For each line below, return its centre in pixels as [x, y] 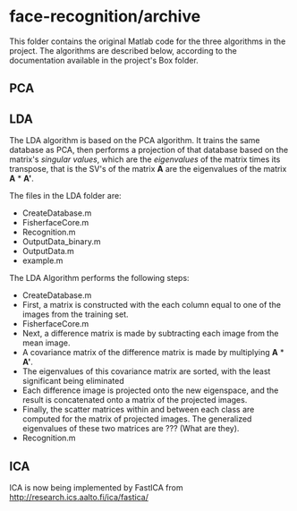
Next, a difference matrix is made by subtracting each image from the [150, 334]
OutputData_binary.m [61, 242]
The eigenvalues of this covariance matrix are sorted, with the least [146, 371]
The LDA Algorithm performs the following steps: [99, 278]
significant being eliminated [73, 381]
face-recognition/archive [105, 17]
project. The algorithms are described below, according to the [123, 50]
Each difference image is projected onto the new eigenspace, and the [150, 390]
